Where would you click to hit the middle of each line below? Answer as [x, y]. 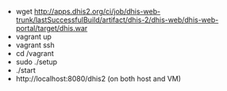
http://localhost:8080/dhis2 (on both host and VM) [98, 79]
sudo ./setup [37, 62]
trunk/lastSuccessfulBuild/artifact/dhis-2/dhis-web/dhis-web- [117, 20]
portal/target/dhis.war [52, 28]
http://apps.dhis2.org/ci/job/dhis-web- [98, 11]
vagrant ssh [35, 45]
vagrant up [33, 36]
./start [25, 70]
